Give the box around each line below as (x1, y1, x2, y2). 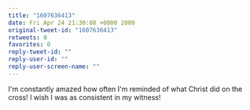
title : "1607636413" (8, 11, 76, 20)
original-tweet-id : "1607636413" (8, 26, 118, 34)
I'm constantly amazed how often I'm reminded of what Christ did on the (8, 84, 243, 93)
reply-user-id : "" (8, 56, 68, 64)
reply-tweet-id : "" (8, 48, 72, 56)
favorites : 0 (8, 41, 51, 49)
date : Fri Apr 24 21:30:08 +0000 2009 (8, 19, 135, 27)
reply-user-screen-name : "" (8, 63, 101, 71)
